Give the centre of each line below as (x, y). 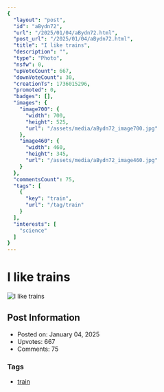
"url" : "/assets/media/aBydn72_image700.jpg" (91, 128)
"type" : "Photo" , (38, 58)
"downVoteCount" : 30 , (44, 77)
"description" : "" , (41, 52)
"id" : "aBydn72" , (38, 26)
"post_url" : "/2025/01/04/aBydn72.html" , (73, 39)
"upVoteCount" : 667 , (43, 71)
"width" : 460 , (46, 148)
